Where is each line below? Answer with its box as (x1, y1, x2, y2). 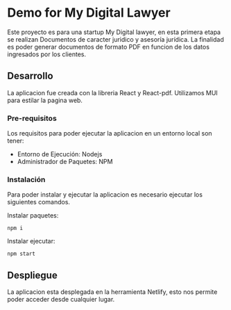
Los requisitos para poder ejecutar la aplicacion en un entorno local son (7, 129, 213, 138)
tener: (7, 137, 24, 145)
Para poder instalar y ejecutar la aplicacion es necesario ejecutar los (7, 190, 203, 199)
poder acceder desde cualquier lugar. (7, 295, 115, 304)
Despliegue (7, 269, 58, 281)
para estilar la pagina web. (7, 96, 83, 104)
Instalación (7, 174, 46, 184)
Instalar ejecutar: (7, 237, 55, 245)
